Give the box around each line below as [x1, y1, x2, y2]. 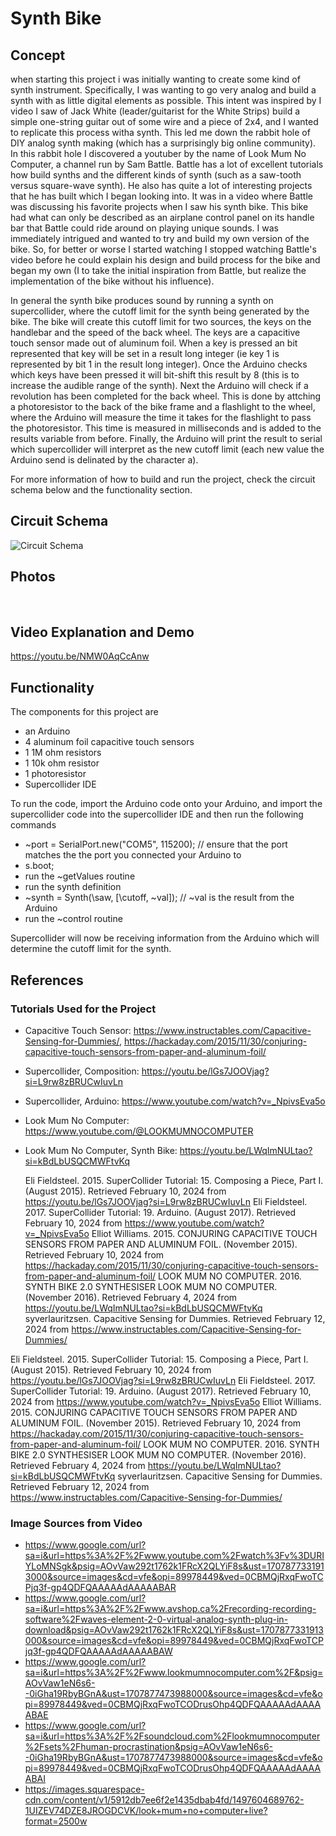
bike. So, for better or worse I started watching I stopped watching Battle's [10, 243, 317, 255]
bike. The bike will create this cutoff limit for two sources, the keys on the [10, 316, 312, 327]
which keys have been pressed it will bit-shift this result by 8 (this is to [10, 369, 300, 381]
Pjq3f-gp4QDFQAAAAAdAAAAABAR [24, 1582, 177, 1594]
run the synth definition [24, 881, 122, 893]
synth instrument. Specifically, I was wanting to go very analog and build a [10, 84, 317, 96]
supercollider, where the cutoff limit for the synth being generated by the [10, 305, 310, 317]
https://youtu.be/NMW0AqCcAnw [10, 650, 150, 662]
